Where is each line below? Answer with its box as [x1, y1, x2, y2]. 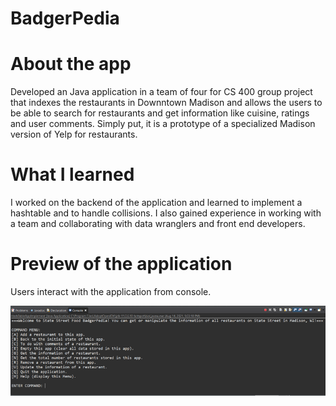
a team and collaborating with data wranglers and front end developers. [10, 218, 306, 230]
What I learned [10, 163, 135, 186]
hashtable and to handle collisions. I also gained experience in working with [10, 207, 322, 219]
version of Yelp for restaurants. [10, 128, 138, 141]
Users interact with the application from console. [10, 286, 212, 297]
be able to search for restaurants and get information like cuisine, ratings [10, 107, 310, 119]
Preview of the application [10, 253, 233, 276]
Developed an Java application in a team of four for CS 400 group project [10, 86, 313, 98]
